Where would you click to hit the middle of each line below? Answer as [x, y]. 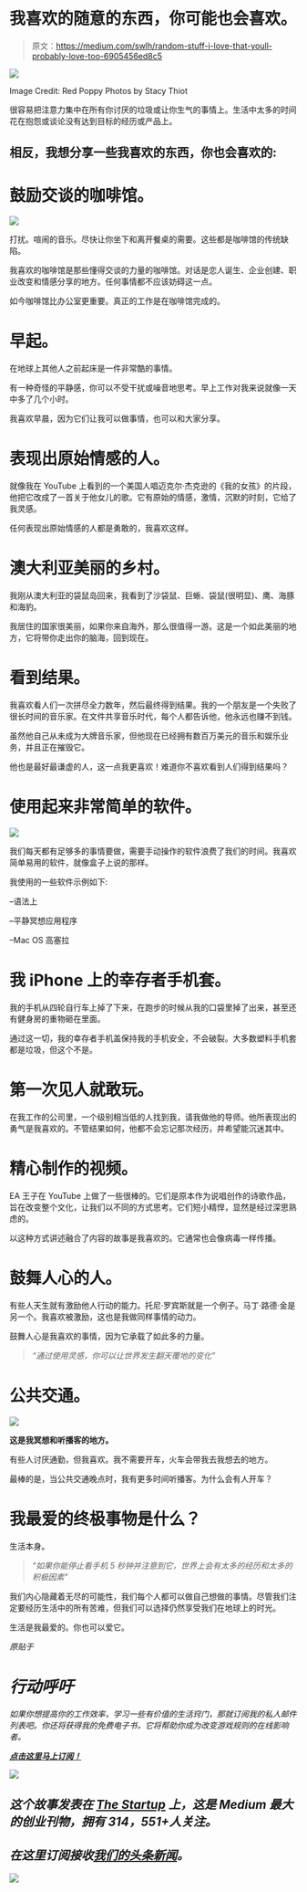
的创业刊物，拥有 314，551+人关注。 [113, 1821]
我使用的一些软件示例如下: [59, 881]
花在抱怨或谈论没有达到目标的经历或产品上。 [93, 121]
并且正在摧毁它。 [57, 747]
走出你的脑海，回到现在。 [105, 638]
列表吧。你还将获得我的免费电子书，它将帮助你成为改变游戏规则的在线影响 [149, 1725]
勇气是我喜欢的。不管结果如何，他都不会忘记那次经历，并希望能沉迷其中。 [149, 1128]
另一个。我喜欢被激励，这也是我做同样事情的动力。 [105, 1317]
